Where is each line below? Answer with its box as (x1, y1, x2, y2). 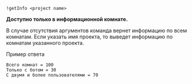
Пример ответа (6, 51, 45, 58)
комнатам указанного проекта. (6, 40, 85, 46)
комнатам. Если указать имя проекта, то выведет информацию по (6, 33, 173, 40)
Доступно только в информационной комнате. (6, 16, 128, 23)
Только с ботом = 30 (6, 67, 57, 73)
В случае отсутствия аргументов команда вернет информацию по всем (6, 27, 187, 34)
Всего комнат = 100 (6, 62, 54, 68)
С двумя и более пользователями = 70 (6, 72, 99, 78)
